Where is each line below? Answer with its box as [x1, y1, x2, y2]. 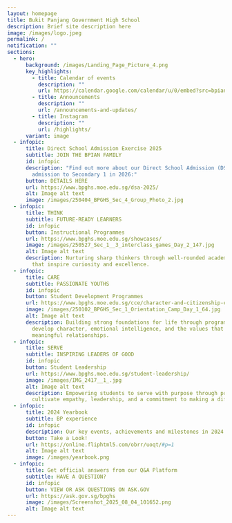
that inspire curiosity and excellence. [32, 261, 150, 268]
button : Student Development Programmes [25, 293, 144, 300]
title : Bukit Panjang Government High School [7, 17, 140, 24]
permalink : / [7, 36, 45, 43]
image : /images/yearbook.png [25, 454, 110, 461]
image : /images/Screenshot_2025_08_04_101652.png [25, 499, 171, 506]
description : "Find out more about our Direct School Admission [25, 164, 215, 172]
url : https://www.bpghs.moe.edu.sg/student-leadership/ [25, 370, 190, 377]
